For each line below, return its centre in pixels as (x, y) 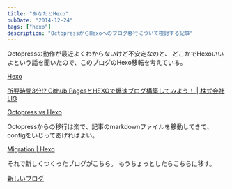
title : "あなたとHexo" (38, 14)
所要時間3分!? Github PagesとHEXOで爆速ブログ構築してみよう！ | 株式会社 (116, 91)
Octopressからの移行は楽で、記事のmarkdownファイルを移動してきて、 (110, 127)
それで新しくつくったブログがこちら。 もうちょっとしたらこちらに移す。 (111, 164)
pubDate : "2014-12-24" (40, 20)
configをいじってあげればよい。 (53, 135)
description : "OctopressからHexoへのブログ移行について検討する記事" (100, 33)
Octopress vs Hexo (35, 112)
